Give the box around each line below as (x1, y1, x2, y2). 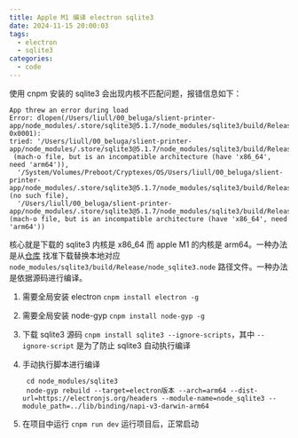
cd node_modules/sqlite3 (26, 377, 118, 386)
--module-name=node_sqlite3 (161, 394, 265, 402)
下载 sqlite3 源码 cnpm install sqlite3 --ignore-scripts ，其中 (21, 329, 255, 339)
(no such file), (9, 191, 69, 200)
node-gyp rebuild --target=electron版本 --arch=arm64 (26, 386, 227, 395)
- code (17, 63, 42, 72)
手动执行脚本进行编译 (21, 359, 100, 370)
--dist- (230, 386, 259, 395)
